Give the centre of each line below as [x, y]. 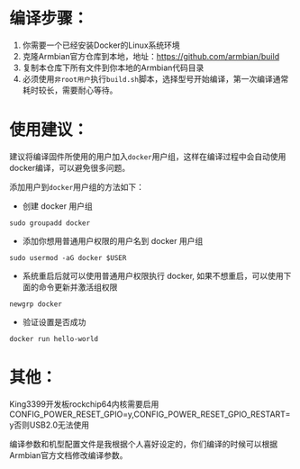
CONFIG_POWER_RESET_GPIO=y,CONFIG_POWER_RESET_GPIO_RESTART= [150, 414]
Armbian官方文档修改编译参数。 [68, 455]
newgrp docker [36, 304]
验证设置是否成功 [54, 321]
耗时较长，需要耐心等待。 [70, 90]
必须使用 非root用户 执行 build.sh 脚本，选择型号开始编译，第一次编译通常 [155, 78]
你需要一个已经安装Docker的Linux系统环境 [101, 45]
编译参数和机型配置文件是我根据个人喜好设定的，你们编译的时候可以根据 [143, 444]
